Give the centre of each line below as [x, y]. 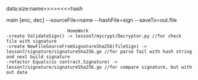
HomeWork [78, 31]
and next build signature [38, 57]
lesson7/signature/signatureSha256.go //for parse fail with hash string [99, 52]
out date [17, 72]
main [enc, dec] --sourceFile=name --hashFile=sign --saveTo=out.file [92, 20]
